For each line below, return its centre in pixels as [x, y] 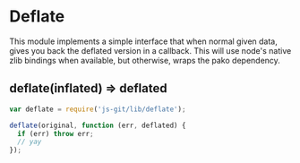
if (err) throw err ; [56, 133]
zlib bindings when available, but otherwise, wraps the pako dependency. [145, 60]
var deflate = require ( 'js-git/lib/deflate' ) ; [98, 109]
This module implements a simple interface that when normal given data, [143, 41]
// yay [30, 142]
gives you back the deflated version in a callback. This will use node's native [150, 50]
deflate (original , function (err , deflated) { [98, 125]
